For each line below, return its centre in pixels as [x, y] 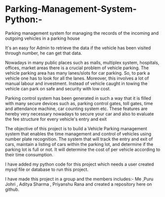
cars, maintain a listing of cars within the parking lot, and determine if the [79, 144]
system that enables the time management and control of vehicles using [78, 134]
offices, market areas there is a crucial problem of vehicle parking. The [77, 68]
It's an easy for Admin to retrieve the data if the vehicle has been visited [78, 48]
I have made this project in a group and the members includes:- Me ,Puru [79, 179]
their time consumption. [29, 155]
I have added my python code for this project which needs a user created [80, 164]
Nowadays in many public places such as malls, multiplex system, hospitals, [82, 62]
